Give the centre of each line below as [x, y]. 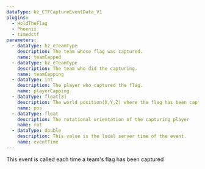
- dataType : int [32, 80]
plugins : [17, 18]
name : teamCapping [41, 74]
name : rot [30, 125]
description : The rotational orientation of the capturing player [103, 119]
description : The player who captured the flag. [80, 86]
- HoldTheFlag [30, 23]
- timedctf [26, 35]
